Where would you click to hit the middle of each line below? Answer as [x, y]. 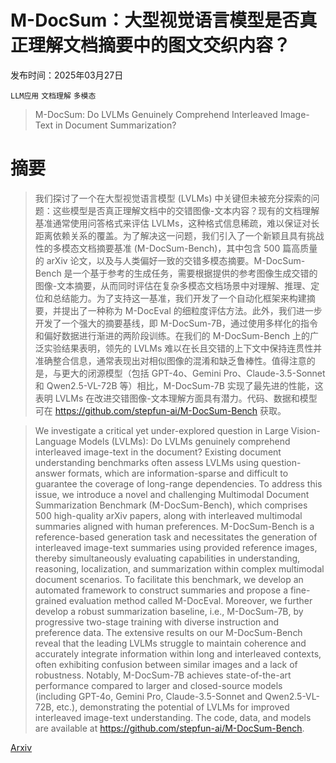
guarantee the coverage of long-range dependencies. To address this [178, 483]
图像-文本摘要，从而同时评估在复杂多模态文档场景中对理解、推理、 [173, 285]
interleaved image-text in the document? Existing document [158, 452]
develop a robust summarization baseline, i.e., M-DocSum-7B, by [169, 611]
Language [55, 441]
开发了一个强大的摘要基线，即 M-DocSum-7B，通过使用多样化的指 [172, 323]
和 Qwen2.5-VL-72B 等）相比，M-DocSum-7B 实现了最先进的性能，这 [179, 385]
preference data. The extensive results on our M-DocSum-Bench [168, 632]
